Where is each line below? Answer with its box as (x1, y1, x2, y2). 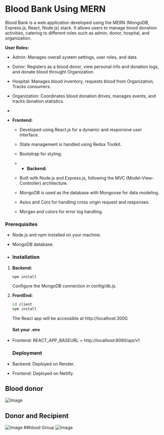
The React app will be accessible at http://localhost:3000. (12, 316, 129, 321)
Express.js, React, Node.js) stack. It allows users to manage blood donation (5, 24, 157, 30)
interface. (19, 132, 39, 137)
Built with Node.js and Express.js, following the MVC (19, 175, 125, 181)
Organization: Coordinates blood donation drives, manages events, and (12, 93, 156, 99)
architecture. (42, 180, 69, 186)
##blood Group (23, 425, 55, 431)
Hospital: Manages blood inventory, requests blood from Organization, (12, 78, 154, 84)
